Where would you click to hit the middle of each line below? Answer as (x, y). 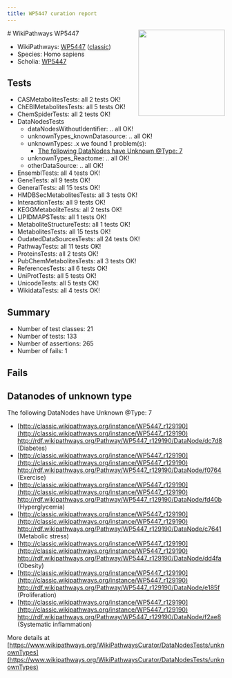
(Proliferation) (37, 595)
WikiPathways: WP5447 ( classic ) (64, 46)
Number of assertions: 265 (56, 343)
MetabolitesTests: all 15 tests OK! (64, 232)
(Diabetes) (32, 448)
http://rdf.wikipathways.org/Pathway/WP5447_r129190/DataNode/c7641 (119, 529)
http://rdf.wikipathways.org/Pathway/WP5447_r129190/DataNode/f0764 (119, 470)
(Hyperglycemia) (41, 507)
